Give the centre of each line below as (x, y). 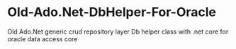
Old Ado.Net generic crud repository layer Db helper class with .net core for (118, 31)
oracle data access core (43, 38)
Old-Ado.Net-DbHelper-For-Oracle (112, 12)
